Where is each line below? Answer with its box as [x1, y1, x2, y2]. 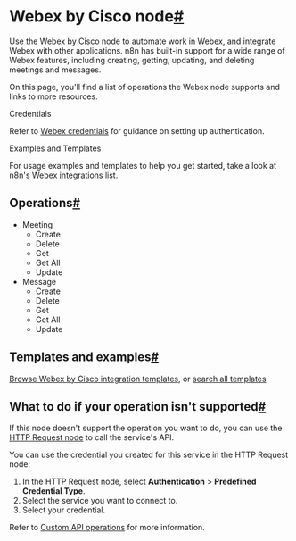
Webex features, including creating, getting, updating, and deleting [9, 54, 255, 65]
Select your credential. [21, 504, 105, 515]
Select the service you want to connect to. [21, 495, 178, 506]
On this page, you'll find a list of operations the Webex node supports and [9, 81, 281, 92]
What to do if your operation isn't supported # [9, 399, 267, 414]
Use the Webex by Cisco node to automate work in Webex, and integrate [9, 36, 276, 46]
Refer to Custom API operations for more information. [9, 522, 205, 533]
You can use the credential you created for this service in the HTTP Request [9, 449, 289, 461]
